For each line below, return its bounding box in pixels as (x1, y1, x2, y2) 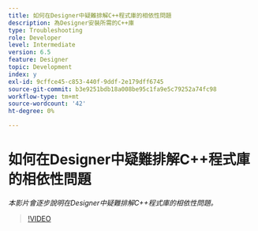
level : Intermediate (8, 41, 77, 49)
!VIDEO (27, 214, 51, 223)
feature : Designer (8, 56, 69, 64)
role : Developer (8, 33, 62, 42)
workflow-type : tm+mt (8, 93, 80, 100)
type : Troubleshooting (8, 26, 83, 34)
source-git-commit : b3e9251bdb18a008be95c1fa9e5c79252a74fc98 (8, 85, 217, 93)
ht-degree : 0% (8, 108, 55, 116)
